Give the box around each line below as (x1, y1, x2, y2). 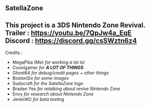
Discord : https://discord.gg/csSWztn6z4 (5, 36, 137, 45)
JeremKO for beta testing (12, 97, 65, 103)
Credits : (5, 50, 23, 56)
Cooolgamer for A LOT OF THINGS (12, 65, 83, 71)
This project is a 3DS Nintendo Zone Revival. (5, 21, 146, 29)
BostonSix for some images (12, 75, 69, 81)
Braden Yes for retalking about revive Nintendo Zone (12, 86, 121, 92)
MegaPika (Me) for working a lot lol (12, 59, 85, 65)
